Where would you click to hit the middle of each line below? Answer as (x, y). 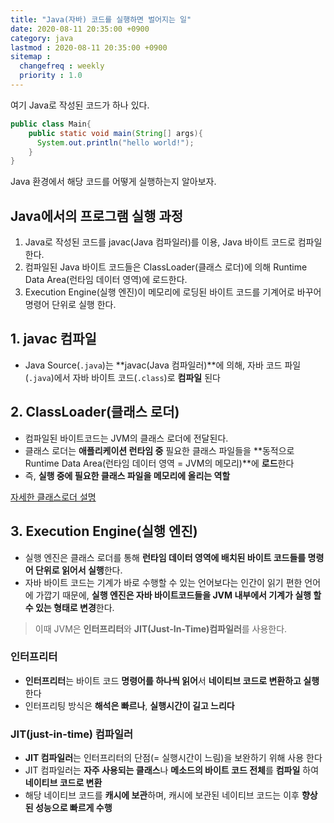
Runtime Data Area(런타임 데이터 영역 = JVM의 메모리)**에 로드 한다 (159, 463)
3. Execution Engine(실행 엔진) (104, 531)
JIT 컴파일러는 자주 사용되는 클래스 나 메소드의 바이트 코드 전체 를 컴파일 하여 (172, 770)
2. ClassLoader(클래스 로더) (95, 412)
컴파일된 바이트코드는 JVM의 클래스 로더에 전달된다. (126, 438)
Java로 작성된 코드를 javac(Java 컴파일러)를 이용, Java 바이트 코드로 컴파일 (173, 242)
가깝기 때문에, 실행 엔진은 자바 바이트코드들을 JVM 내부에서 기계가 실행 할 (178, 595)
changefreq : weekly (62, 66)
